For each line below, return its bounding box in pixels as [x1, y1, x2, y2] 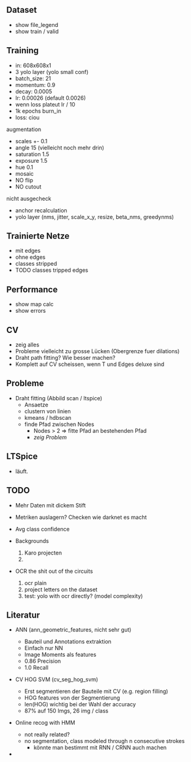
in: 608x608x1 [15, 61, 51, 69]
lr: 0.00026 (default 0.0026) [15, 94, 86, 102]
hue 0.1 [15, 163, 34, 171]
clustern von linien [24, 407, 72, 415]
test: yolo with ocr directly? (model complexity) [24, 592, 143, 599]
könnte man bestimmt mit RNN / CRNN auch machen [33, 744, 167, 752]
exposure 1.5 [15, 157, 48, 164]
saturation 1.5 [15, 150, 50, 158]
